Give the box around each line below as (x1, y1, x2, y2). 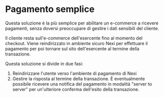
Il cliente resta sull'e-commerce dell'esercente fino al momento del (5, 35, 142, 41)
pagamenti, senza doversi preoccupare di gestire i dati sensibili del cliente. (5, 25, 159, 31)
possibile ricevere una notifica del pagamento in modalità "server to (12, 81, 152, 87)
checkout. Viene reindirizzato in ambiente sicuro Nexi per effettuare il (5, 40, 148, 46)
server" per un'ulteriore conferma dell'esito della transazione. (12, 86, 139, 92)
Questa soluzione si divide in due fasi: (5, 60, 83, 66)
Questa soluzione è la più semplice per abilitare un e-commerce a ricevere (5, 20, 158, 26)
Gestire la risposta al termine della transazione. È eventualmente (12, 75, 145, 81)
